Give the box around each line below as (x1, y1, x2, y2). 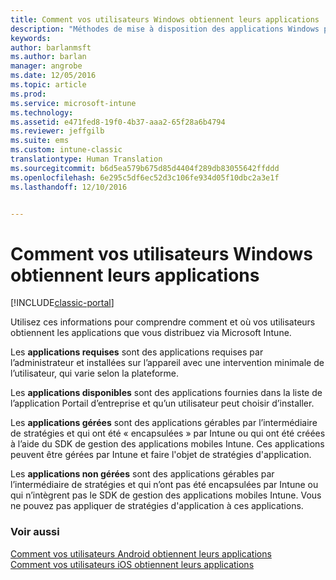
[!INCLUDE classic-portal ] (10, 297, 115, 309)
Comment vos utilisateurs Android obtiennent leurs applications (10, 547, 272, 560)
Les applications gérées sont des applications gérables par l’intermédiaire (10, 417, 318, 429)
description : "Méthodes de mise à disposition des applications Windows (10, 24, 320, 34)
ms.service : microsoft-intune (10, 98, 137, 108)
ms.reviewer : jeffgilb (10, 126, 105, 136)
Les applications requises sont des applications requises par (10, 346, 264, 358)
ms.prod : (10, 89, 47, 99)
